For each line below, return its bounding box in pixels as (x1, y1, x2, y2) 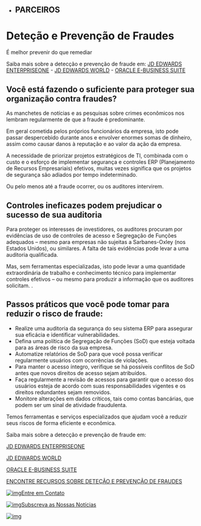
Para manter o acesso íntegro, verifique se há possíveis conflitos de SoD (14, 363, 195, 370)
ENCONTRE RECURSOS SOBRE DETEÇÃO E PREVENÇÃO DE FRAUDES (6, 477, 182, 485)
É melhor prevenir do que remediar (6, 49, 92, 56)
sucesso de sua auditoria (6, 210, 102, 220)
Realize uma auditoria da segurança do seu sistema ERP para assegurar (14, 325, 193, 332)
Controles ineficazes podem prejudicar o (6, 200, 162, 210)
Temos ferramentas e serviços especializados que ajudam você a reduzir (6, 413, 187, 420)
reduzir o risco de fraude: (6, 309, 103, 319)
